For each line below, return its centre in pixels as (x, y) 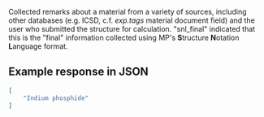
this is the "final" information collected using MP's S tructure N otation (124, 37)
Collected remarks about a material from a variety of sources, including (128, 12)
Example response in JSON (78, 72)
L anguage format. (38, 46)
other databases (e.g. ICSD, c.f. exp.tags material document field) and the (132, 20)
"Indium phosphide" (56, 98)
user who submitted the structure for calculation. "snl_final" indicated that (132, 29)
